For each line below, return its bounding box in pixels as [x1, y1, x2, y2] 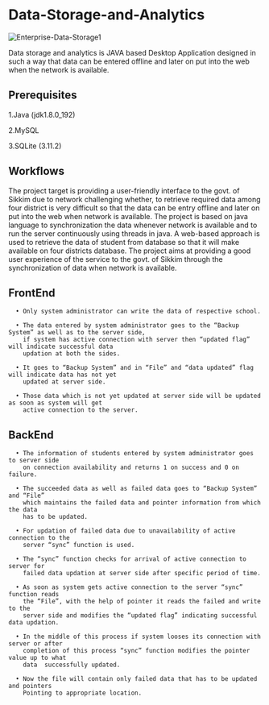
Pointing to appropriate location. [23, 689, 143, 698]
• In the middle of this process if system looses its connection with [15, 632, 262, 641]
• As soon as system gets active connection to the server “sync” [15, 583, 243, 591]
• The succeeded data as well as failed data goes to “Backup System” [15, 485, 258, 493]
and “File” [8, 491, 45, 500]
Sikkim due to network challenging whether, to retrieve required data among [8, 194, 261, 204]
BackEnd [8, 428, 54, 442]
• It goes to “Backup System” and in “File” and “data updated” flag [15, 364, 254, 372]
